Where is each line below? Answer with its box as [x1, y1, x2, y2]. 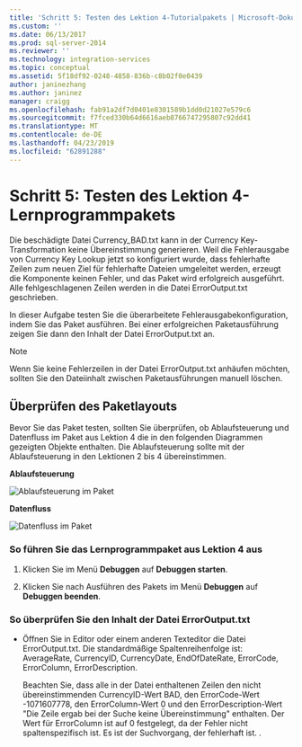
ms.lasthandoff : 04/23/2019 [9, 138, 115, 147]
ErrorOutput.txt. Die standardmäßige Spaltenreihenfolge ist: [22, 643, 244, 654]
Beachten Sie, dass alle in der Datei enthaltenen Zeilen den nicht [22, 680, 262, 690]
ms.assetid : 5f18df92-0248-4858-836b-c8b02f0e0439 [9, 72, 203, 81]
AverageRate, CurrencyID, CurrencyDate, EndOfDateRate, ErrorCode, [22, 653, 279, 663]
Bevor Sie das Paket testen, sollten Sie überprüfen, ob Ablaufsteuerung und [9, 422, 289, 433]
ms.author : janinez [9, 88, 83, 97]
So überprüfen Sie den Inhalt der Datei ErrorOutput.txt [9, 613, 251, 626]
